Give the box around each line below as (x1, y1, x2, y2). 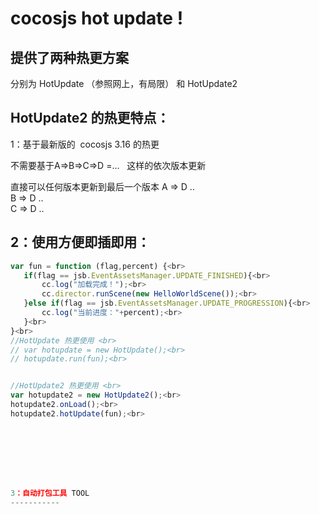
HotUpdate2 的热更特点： (10, 110, 170, 127)
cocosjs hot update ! (10, 7, 184, 30)
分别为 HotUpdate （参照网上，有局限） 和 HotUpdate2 (10, 78, 238, 89)
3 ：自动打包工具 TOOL (10, 488, 90, 498)
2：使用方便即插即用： (10, 234, 151, 251)
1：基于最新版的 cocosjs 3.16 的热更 (10, 138, 160, 150)
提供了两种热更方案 (10, 49, 129, 66)
